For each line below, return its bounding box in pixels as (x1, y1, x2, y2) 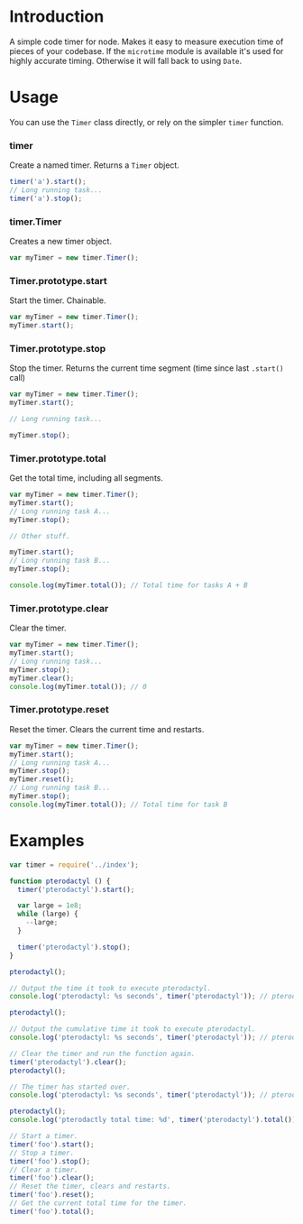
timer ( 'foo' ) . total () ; (9, 1207, 95, 1216)
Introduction (9, 6, 105, 27)
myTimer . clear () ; (9, 674, 75, 683)
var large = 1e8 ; (17, 901, 83, 910)
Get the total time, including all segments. (9, 473, 164, 483)
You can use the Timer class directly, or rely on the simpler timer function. (9, 116, 284, 127)
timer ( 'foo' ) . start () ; (9, 1139, 95, 1149)
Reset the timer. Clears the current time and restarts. (9, 723, 205, 734)
